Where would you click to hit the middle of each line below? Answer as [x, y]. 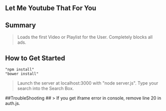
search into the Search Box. [46, 89]
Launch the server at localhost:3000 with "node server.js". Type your [88, 83]
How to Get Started [35, 58]
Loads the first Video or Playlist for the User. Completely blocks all [85, 37]
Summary [21, 25]
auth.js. [13, 104]
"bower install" [22, 74]
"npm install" [20, 70]
